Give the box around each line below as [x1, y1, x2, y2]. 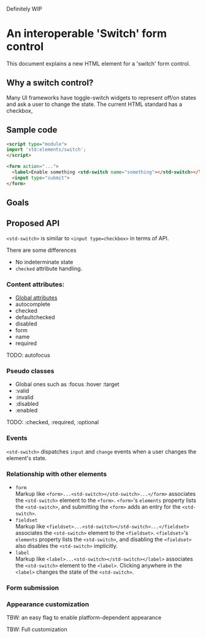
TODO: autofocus [6, 352, 50, 359]
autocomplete [15, 300, 51, 308]
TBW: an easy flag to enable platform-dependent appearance [6, 614, 162, 621]
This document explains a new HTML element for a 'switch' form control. [6, 59, 191, 67]
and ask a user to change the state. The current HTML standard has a [6, 101, 183, 108]
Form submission [6, 583, 59, 592]
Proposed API [6, 218, 60, 229]
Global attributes [15, 294, 58, 302]
